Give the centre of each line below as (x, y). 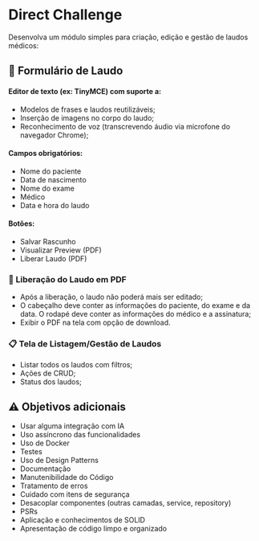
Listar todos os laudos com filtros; (76, 364)
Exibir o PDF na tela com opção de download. (95, 322)
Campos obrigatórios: (46, 154)
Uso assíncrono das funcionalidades (80, 435)
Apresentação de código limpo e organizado (93, 529)
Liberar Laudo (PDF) (53, 258)
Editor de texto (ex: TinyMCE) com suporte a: (85, 91)
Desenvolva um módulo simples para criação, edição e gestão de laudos (128, 37)
